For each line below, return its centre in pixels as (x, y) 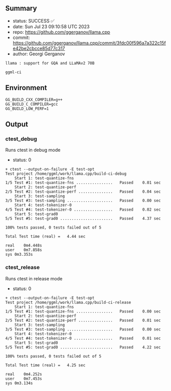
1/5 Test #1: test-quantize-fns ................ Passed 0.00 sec (83, 311)
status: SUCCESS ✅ (33, 20)
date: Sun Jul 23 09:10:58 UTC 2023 (51, 26)
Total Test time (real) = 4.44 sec (45, 237)
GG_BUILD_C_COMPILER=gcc (32, 104)
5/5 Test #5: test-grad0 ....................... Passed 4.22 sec (83, 347)
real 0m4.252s (24, 374)
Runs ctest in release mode (34, 278)
